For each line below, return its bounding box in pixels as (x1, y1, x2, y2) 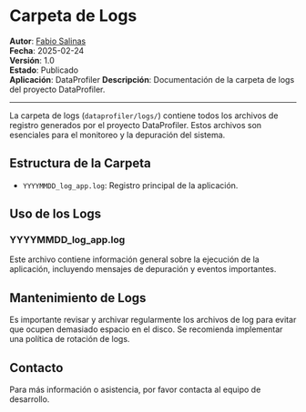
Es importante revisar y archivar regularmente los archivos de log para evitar (9, 315, 297, 326)
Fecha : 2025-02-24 (9, 45, 85, 55)
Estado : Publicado (9, 65, 79, 75)
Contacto (9, 360, 64, 376)
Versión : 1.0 (9, 55, 55, 65)
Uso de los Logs (9, 206, 102, 222)
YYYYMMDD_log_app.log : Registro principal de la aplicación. (22, 179, 239, 191)
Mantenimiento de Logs (9, 290, 147, 306)
